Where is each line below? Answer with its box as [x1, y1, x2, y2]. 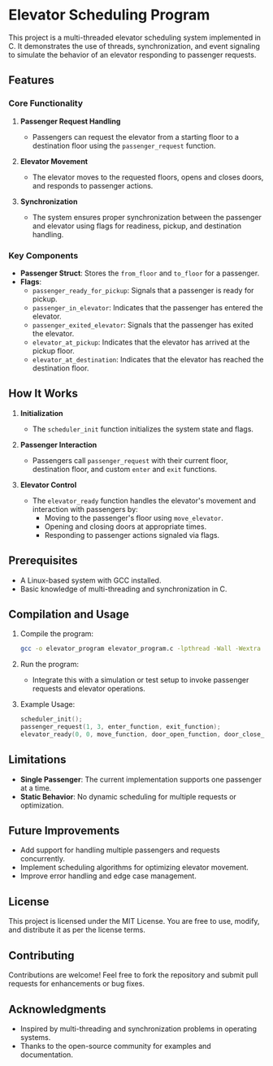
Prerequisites [8, 554, 78, 568]
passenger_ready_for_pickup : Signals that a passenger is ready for [32, 285, 254, 295]
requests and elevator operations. [32, 684, 146, 694]
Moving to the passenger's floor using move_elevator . [44, 513, 223, 522]
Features [8, 73, 54, 87]
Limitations [8, 753, 67, 767]
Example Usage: [19, 700, 76, 709]
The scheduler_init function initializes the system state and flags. [32, 424, 254, 434]
